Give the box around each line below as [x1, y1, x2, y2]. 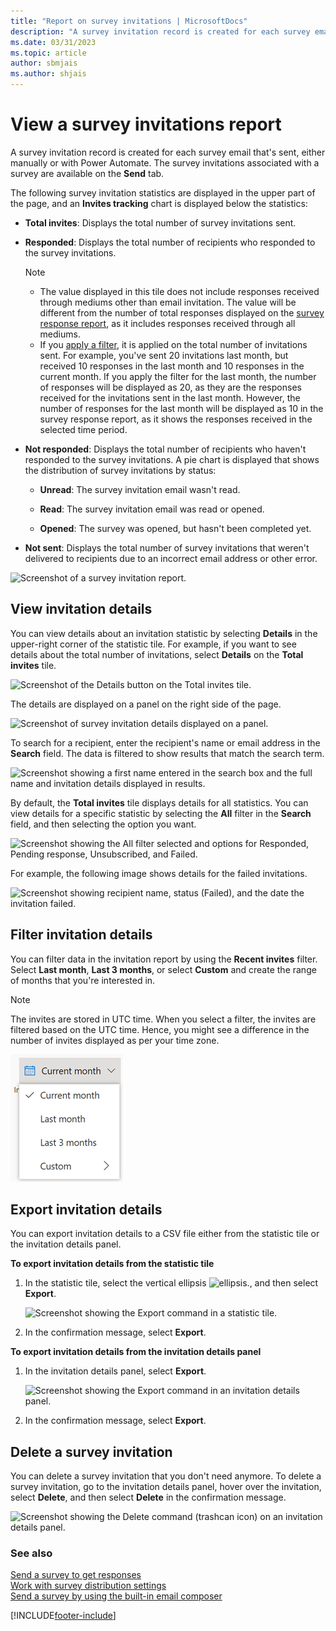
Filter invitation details [10, 926, 153, 944]
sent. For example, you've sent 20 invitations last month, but [39, 349, 289, 361]
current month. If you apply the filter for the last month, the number [39, 370, 317, 382]
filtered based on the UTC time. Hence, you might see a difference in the [10, 1023, 310, 1035]
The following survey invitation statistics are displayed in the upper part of [10, 186, 316, 199]
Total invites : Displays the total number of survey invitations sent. [24, 216, 297, 229]
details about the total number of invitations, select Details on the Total [10, 648, 304, 660]
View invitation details [10, 601, 153, 618]
